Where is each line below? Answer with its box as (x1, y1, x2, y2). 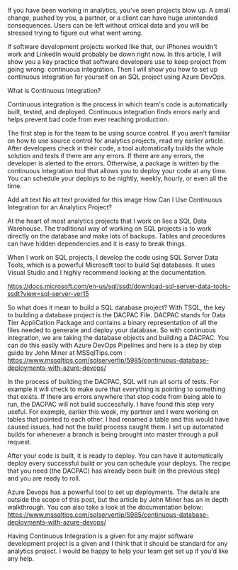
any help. (7, 554, 35, 563)
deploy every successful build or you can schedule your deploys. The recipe (7, 459, 231, 467)
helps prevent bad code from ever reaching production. (7, 115, 169, 124)
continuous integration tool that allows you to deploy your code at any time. (7, 167, 227, 175)
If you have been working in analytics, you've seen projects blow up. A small (7, 6, 230, 14)
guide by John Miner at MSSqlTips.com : (7, 349, 126, 357)
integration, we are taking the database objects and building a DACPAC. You (7, 334, 229, 341)
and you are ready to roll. (7, 474, 81, 482)
